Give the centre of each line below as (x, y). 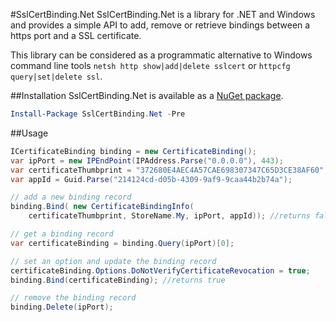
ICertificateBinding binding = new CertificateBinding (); (133, 151)
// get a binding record (62, 234)
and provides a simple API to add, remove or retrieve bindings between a (160, 25)
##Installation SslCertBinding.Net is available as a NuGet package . (147, 95)
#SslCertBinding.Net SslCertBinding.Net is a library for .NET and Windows (163, 14)
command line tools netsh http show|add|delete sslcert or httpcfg (150, 65)
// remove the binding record (73, 298)
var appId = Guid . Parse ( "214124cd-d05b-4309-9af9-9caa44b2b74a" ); (151, 179)
